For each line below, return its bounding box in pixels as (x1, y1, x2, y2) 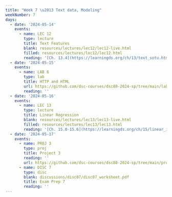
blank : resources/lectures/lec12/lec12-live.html (24, 46, 132, 51)
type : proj (24, 146, 47, 151)
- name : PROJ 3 (18, 141, 52, 146)
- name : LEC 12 (18, 31, 52, 36)
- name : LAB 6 (18, 70, 50, 75)
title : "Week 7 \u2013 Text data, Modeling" (5, 7, 102, 13)
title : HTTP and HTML (24, 79, 70, 84)
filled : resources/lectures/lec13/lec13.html (24, 122, 123, 127)
